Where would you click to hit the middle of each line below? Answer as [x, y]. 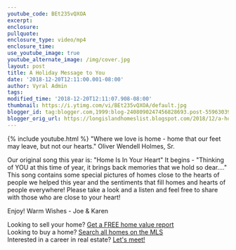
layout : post [26, 66]
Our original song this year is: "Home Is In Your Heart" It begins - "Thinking [116, 160]
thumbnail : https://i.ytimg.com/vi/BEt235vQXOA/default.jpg [97, 106]
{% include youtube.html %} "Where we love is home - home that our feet [114, 139]
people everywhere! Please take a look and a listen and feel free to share [113, 189]
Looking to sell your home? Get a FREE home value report [91, 224]
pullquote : [23, 33]
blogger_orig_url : [34, 118]
